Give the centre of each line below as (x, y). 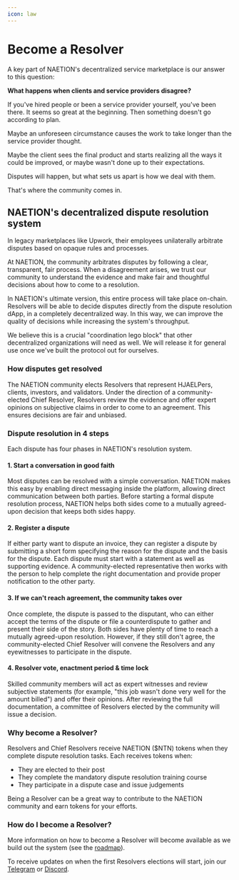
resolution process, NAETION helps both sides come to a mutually (105, 504)
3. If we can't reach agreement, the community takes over (95, 597)
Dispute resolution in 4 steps (58, 433)
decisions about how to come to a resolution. (73, 285)
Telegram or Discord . (39, 869)
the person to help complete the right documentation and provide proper (114, 574)
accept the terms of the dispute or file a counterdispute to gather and (109, 621)
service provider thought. (45, 141)
